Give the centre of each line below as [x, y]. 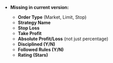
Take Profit [30, 33]
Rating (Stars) [33, 55]
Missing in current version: [39, 7]
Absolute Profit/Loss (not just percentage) [63, 39]
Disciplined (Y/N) [36, 44]
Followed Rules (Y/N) [41, 50]
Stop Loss [29, 28]
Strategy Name [34, 23]
